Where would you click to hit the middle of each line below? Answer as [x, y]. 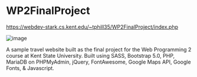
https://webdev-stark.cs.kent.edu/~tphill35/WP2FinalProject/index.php [92, 27]
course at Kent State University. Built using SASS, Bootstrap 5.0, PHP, [91, 55]
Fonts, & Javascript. [30, 68]
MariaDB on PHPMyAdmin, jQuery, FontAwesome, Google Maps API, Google [98, 62]
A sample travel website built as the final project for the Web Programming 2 [99, 49]
